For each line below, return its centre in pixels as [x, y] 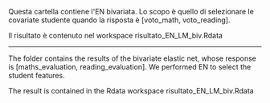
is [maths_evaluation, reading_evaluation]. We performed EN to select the [130, 67]
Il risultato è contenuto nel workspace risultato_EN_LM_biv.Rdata [116, 36]
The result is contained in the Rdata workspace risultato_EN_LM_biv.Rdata [131, 91]
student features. [37, 75]
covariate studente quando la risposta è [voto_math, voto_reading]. [119, 20]
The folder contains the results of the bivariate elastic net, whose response [133, 58]
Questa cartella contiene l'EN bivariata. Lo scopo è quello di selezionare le [131, 12]
